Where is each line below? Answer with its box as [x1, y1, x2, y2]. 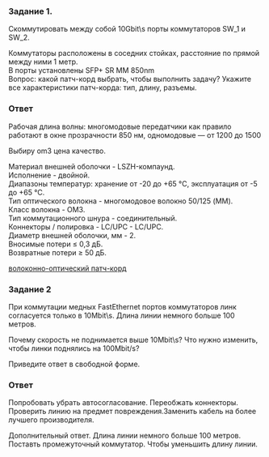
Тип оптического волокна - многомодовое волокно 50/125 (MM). [8, 196, 233, 206]
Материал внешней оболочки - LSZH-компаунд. [8, 161, 175, 171]
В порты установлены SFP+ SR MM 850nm [8, 66, 155, 75]
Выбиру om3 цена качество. [8, 146, 107, 156]
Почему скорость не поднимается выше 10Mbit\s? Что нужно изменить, [8, 335, 258, 344]
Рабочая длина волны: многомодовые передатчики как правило [8, 122, 232, 131]
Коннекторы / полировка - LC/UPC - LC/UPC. [8, 221, 164, 232]
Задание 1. [8, 6, 53, 17]
